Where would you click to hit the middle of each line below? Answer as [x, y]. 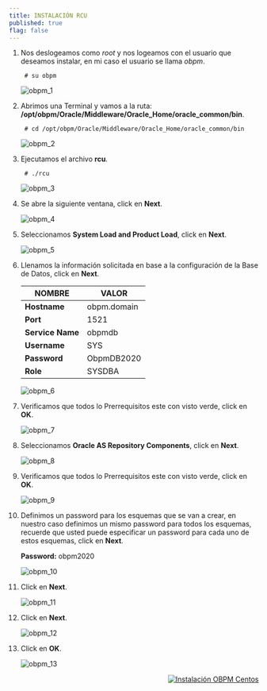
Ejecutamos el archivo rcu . [64, 159]
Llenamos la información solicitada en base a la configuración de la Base [139, 265]
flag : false [29, 30]
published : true [36, 23]
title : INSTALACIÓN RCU [48, 15]
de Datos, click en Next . [60, 274]
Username [45, 345]
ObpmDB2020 [114, 358]
